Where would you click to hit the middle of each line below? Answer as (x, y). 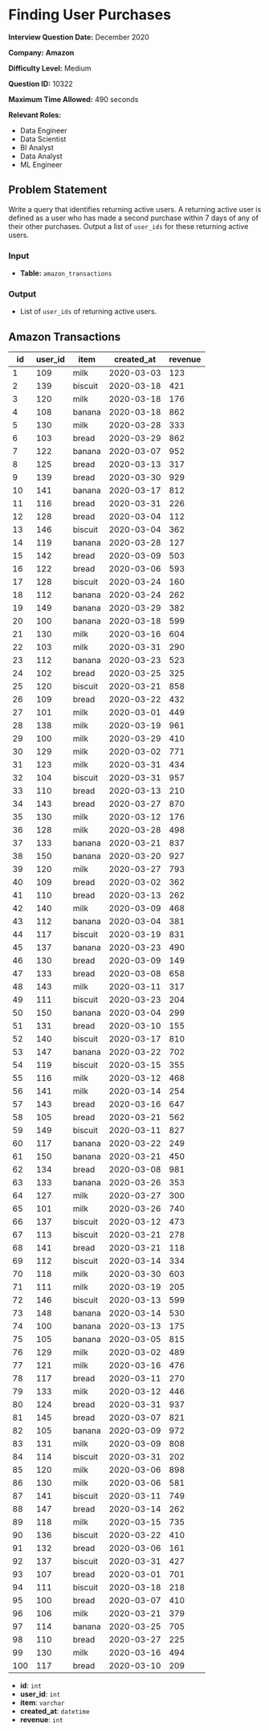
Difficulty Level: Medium (50, 68)
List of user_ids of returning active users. (88, 312)
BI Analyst (37, 147)
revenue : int (41, 1720)
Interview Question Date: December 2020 (79, 37)
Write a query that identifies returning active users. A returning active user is (135, 209)
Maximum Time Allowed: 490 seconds (73, 99)
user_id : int (40, 1694)
